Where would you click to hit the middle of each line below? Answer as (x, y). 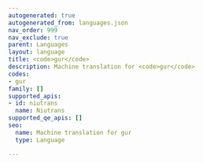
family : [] (26, 89)
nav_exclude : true (38, 37)
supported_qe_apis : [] (45, 118)
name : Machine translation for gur (74, 132)
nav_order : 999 (33, 30)
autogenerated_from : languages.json (68, 23)
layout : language (37, 52)
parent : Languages (38, 45)
